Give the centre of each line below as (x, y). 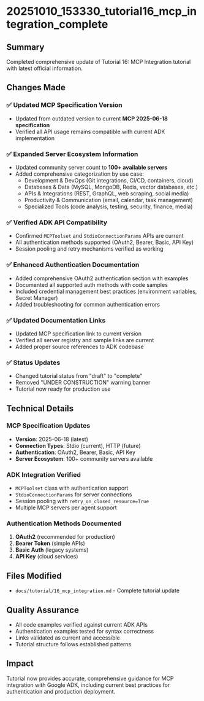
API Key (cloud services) (47, 557)
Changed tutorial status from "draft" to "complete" (79, 376)
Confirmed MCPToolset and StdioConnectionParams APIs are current (99, 236)
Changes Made (36, 88)
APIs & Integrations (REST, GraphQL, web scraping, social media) (107, 193)
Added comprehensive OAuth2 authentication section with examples (102, 278)
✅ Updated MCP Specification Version (64, 105)
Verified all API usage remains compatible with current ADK (90, 131)
